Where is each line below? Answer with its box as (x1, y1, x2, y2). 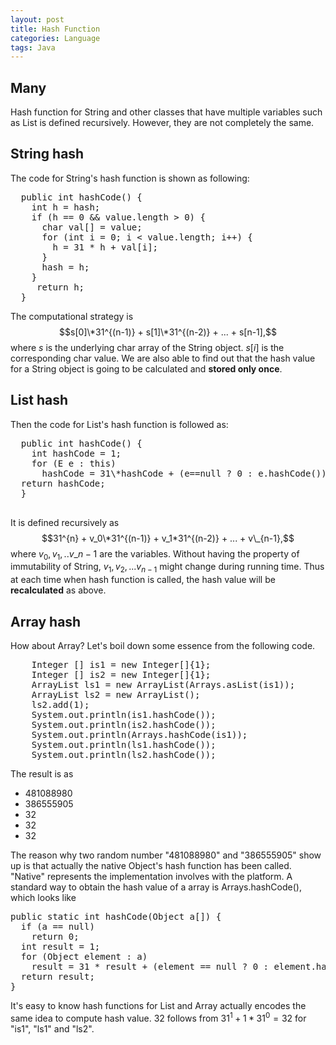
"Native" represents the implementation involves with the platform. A (10, 871, 293, 883)
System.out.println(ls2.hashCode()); (31, 749, 217, 761)
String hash (10, 146, 85, 163)
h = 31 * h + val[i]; (52, 241, 159, 253)
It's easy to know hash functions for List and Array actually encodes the (10, 1000, 307, 1012)
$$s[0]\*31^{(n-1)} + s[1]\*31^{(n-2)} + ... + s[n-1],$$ (59, 326, 277, 338)
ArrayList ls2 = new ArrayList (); (31, 689, 201, 701)
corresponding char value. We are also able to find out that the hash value (10, 352, 316, 364)
